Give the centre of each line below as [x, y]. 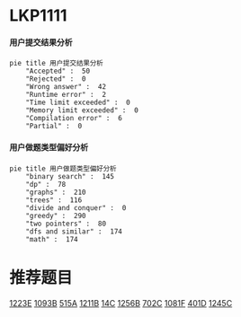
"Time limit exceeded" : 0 [78, 103]
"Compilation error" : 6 [74, 119]
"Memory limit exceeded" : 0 [82, 110]
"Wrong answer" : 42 [66, 87]
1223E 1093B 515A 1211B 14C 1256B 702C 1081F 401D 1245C [121, 303]
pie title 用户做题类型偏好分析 [63, 168]
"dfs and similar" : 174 [74, 231]
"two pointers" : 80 [66, 224]
